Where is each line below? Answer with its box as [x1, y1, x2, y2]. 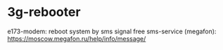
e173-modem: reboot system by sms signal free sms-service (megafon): [7, 27, 217, 35]
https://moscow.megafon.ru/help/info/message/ [7, 34, 146, 42]
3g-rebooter [7, 4, 81, 20]
